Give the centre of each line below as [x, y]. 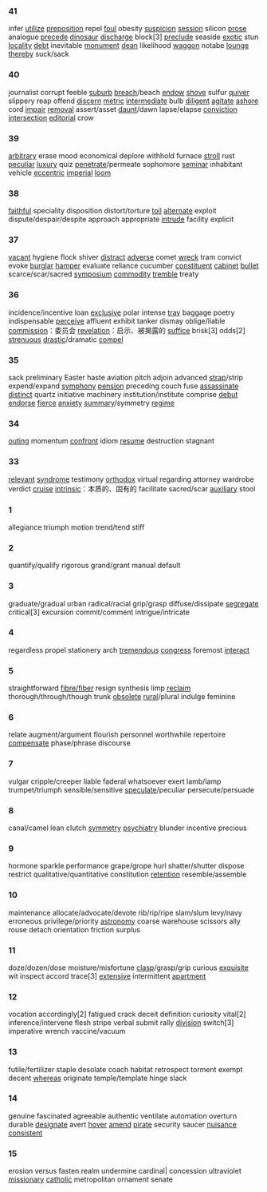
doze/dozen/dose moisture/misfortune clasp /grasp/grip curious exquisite [128, 968]
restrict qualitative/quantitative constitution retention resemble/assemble [128, 874]
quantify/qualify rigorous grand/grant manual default [94, 566]
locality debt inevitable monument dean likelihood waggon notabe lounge [129, 46]
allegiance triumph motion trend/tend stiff [77, 527]
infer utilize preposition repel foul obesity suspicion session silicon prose [128, 29]
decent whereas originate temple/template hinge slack [98, 1078]
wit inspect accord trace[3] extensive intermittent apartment [107, 975]
